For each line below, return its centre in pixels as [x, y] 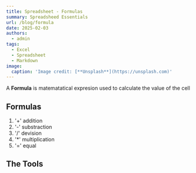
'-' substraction [33, 127]
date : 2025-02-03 [27, 28]
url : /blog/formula [30, 22]
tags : [13, 45]
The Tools [25, 164]
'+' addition [29, 121]
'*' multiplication [34, 140]
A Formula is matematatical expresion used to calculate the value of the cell [98, 88]
